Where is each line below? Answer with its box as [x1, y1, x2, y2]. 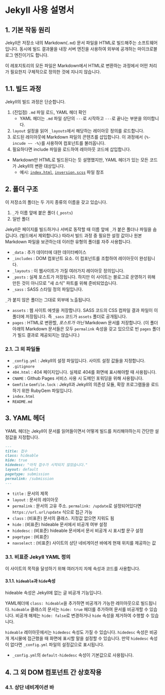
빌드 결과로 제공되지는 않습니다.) [17, 332, 80, 338]
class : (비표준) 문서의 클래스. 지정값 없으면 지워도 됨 [12, 515, 115, 521]
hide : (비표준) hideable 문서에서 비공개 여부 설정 [12, 521, 107, 527]
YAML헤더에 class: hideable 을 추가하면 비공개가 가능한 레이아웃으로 [5, 600, 140, 606]
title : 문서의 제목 [12, 490, 48, 496]
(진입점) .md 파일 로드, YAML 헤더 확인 [12, 109, 87, 115]
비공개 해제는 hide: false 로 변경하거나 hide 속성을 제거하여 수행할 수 [15, 612, 150, 618]
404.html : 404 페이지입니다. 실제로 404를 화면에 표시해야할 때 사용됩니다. [12, 369, 157, 375]
